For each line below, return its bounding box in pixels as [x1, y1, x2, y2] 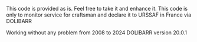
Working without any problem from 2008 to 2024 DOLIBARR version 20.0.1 [6, 29, 188, 36]
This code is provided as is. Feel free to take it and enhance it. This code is [6, 5, 188, 12]
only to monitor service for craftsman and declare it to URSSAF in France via [6, 11, 192, 18]
